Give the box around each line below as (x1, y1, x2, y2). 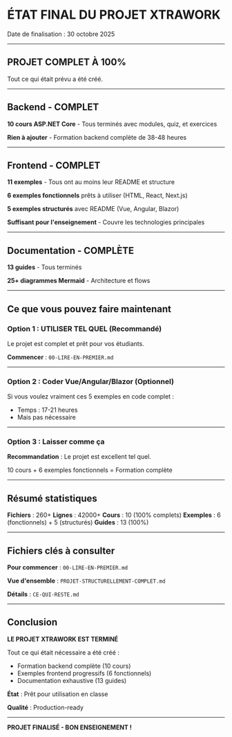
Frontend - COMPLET (7, 159, 101, 171)
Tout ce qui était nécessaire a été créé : (7, 648, 119, 657)
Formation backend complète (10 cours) (17, 662, 131, 670)
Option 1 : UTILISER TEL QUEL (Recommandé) (7, 324, 162, 334)
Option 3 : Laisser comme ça (7, 437, 105, 446)
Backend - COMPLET (7, 101, 99, 113)
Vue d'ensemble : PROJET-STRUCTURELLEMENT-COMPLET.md (7, 576, 166, 585)
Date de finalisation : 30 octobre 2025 (7, 30, 115, 38)
